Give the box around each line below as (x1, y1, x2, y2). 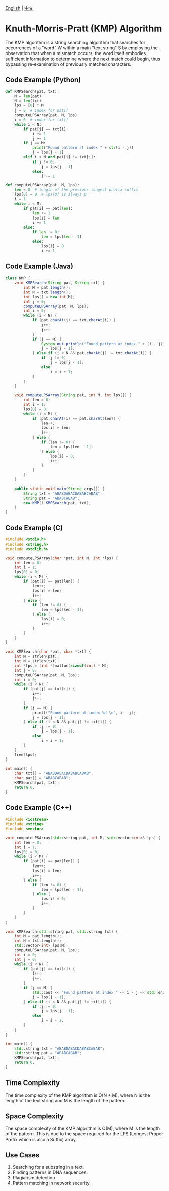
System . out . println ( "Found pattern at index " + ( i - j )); (41, 341, 167, 346)
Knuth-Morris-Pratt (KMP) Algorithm (5, 23, 162, 34)
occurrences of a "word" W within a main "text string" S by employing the (5, 45, 158, 51)
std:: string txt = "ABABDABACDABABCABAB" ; (14, 1046, 105, 1051)
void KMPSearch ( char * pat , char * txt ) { (5, 649, 92, 654)
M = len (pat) (14, 93, 42, 99)
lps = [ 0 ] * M (14, 103, 44, 108)
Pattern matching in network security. (12, 1180, 91, 1186)
